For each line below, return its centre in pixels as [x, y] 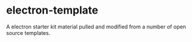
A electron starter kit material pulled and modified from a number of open [96, 27]
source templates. [28, 33]
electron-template [52, 10]
